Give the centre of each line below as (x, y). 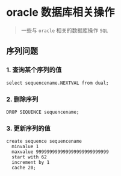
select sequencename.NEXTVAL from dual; (58, 83)
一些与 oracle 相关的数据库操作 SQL (64, 30)
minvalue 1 (25, 147)
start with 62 (29, 157)
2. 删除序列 (22, 99)
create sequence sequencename (44, 142)
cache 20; (24, 168)
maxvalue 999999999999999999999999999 (60, 152)
